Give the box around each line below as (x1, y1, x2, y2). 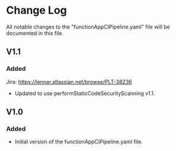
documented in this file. (6, 29, 64, 36)
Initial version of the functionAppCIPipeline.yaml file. (14, 138, 143, 146)
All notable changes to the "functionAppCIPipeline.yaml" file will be (6, 23, 170, 30)
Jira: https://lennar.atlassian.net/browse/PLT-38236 (6, 78, 132, 85)
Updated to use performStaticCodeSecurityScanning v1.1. (14, 90, 155, 97)
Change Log (6, 4, 67, 17)
